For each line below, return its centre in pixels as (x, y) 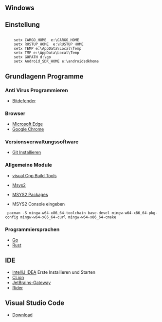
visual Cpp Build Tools (34, 175)
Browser (15, 113)
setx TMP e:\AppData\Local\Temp (46, 53)
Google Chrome (28, 129)
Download (22, 315)
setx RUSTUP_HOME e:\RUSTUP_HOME (49, 44)
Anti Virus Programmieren (36, 90)
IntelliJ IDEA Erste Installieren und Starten (54, 272)
